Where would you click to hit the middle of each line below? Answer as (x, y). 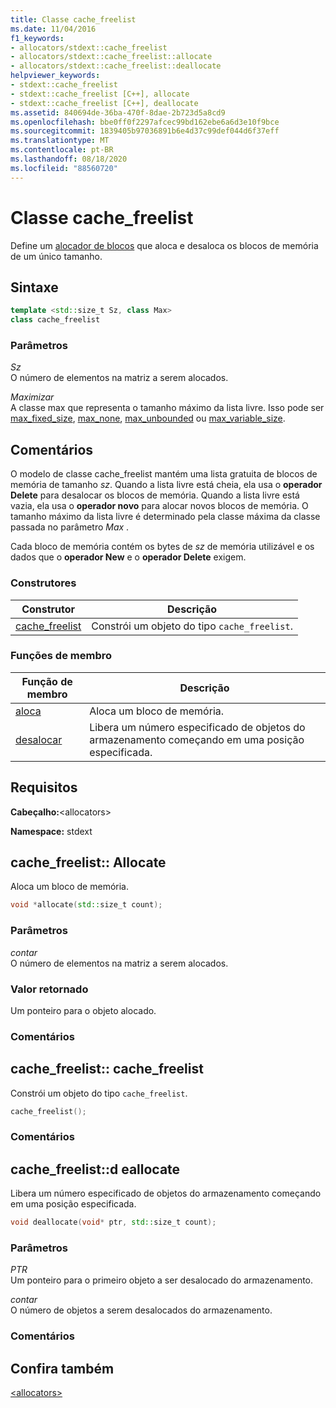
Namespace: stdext (51, 831)
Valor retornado (49, 989)
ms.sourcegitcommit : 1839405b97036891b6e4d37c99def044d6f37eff (145, 131)
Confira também (62, 1368)
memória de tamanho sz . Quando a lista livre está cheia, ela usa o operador (166, 485)
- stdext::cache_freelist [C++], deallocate (104, 103)
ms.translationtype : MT (60, 141)
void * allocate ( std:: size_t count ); (86, 905)
